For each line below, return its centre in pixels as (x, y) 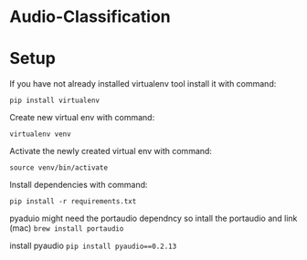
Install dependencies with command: (79, 185)
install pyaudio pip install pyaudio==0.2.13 (93, 246)
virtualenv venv (40, 134)
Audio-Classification (90, 17)
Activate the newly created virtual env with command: (111, 151)
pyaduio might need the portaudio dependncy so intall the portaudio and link (153, 218)
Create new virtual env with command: (82, 118)
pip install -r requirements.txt (73, 202)
